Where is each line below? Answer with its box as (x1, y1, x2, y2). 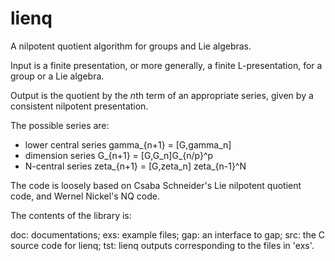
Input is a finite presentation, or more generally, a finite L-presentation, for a (10, 59, 323, 71)
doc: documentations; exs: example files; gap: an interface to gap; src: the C (10, 228, 326, 241)
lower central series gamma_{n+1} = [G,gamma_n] (24, 138, 232, 151)
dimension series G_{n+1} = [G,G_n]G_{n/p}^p (24, 149, 214, 161)
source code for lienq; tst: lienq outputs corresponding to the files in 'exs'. (10, 239, 315, 251)
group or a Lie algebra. (10, 70, 105, 82)
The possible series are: (10, 119, 110, 131)
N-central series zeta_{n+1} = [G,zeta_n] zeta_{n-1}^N (24, 160, 247, 172)
